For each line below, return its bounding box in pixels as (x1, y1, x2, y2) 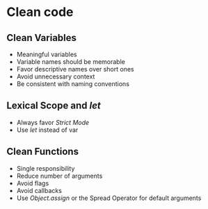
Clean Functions (6, 146, 79, 158)
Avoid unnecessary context (16, 72, 95, 81)
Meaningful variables (16, 50, 77, 58)
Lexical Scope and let (6, 100, 102, 112)
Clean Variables (6, 32, 77, 44)
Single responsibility (16, 164, 75, 172)
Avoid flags (16, 178, 49, 187)
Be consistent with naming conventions (16, 80, 130, 87)
